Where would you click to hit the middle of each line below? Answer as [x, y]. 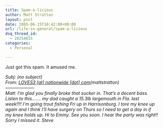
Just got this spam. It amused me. [41, 67]
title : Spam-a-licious [29, 10]
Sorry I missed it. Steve [29, 120]
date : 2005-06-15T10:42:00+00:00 [41, 24]
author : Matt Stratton [29, 15]
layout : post [19, 19]
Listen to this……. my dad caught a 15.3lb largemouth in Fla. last [72, 98]
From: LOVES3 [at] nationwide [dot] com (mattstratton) [62, 82]
